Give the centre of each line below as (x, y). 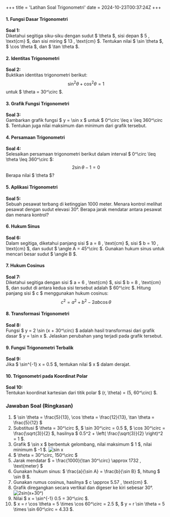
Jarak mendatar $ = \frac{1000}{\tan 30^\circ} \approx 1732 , (77, 460)
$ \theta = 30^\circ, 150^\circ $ (45, 455)
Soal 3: (13, 115)
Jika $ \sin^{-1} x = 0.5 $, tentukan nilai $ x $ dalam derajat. (68, 365)
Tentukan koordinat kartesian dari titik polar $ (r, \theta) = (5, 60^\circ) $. (82, 393)
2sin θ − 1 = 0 (86, 167)
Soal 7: (13, 277)
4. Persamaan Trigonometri (35, 137)
